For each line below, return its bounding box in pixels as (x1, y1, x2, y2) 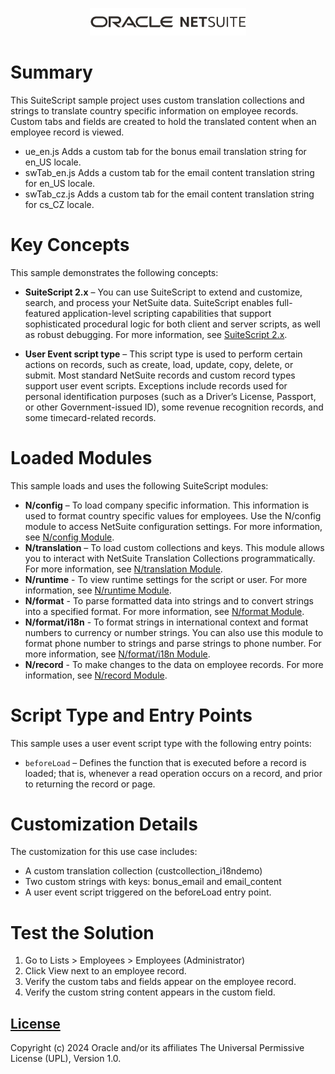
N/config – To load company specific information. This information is (24, 499, 310, 511)
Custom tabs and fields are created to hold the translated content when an (10, 115, 317, 127)
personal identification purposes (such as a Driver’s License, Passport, (24, 390, 317, 402)
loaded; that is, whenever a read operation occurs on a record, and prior (24, 767, 323, 779)
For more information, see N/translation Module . (24, 563, 223, 575)
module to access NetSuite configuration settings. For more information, (24, 520, 323, 532)
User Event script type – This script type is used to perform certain (24, 348, 303, 360)
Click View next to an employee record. (24, 965, 187, 977)
